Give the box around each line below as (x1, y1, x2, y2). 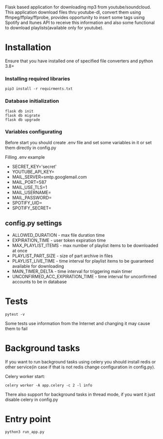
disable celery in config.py (5, 397, 58, 402)
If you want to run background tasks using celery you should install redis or (5, 359, 156, 364)
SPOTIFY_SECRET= (12, 205, 52, 211)
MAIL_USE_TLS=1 (12, 184, 47, 190)
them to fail (5, 325, 28, 331)
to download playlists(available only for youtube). (5, 25, 104, 31)
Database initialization (5, 97, 59, 104)
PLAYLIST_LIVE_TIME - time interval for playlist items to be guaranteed (12, 258, 154, 264)
